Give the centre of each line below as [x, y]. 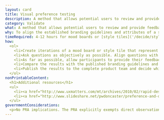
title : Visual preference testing [40, 14]
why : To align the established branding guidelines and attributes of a [81, 32]
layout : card [18, 10]
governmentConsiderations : [32, 105]
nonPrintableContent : [27, 78]
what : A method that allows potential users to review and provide [75, 28]
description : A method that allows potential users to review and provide [83, 19]
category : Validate [25, 23]
